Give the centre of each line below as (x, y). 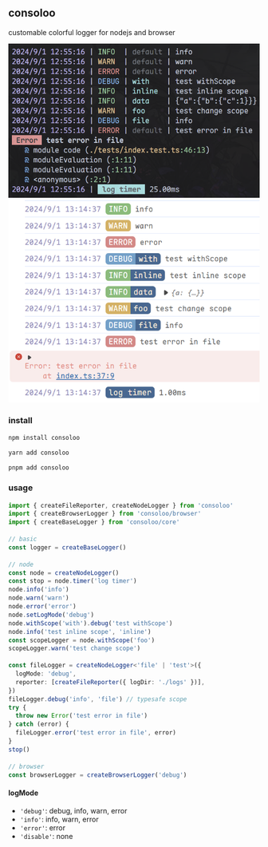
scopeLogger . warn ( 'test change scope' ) (75, 649)
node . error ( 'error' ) (43, 607)
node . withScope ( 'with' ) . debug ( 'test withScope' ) (91, 623)
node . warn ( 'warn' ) (39, 598)
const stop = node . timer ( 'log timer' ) (73, 581)
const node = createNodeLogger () (64, 573)
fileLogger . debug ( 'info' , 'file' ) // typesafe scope (98, 699)
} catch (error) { (39, 724)
